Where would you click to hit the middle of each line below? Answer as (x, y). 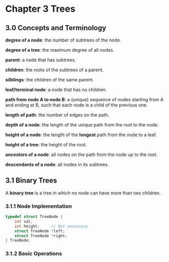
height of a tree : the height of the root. (46, 145)
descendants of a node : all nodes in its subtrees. (57, 165)
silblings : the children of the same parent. (49, 80)
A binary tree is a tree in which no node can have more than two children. (83, 193)
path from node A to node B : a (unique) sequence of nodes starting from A (84, 100)
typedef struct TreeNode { (34, 217)
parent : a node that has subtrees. (41, 60)
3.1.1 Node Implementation (39, 206)
